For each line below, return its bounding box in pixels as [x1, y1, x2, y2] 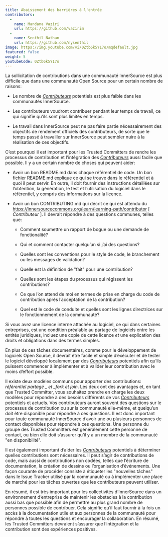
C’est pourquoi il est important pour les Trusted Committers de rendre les [5, 149, 156, 155]
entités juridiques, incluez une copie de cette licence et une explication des [5, 332, 161, 338]
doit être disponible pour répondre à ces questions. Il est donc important [5, 411, 155, 417]
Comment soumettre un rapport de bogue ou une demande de [20, 226, 149, 233]
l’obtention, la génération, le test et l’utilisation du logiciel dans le [12, 186, 146, 192]
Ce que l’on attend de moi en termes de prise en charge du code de [20, 291, 160, 297]
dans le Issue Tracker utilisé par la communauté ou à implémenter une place [5, 474, 163, 480]
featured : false [5, 49, 39, 54]
